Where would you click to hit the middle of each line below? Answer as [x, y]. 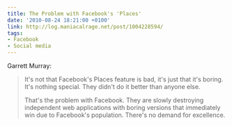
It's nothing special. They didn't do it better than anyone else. [112, 87]
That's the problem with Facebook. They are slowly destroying [114, 100]
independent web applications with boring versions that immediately [122, 108]
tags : [15, 33]
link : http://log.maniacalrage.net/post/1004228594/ [85, 26]
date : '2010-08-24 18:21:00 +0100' [59, 20]
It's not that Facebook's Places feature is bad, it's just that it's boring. [124, 79]
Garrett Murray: [30, 66]
